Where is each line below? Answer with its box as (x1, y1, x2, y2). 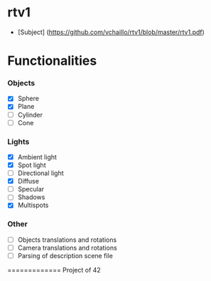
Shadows (17, 193, 45, 201)
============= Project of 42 (7, 265, 101, 274)
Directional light (17, 169, 64, 178)
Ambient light (17, 152, 57, 161)
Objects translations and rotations (17, 235, 117, 244)
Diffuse (17, 177, 39, 186)
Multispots (17, 201, 49, 210)
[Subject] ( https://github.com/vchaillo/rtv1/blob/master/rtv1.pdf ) (17, 28, 205, 36)
